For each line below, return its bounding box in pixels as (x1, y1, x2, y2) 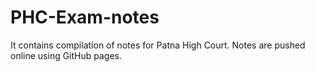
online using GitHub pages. (10, 49, 123, 61)
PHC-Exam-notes (10, 6, 160, 29)
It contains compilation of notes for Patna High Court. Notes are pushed (10, 39, 306, 51)
